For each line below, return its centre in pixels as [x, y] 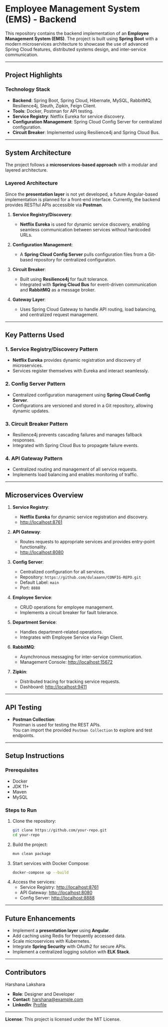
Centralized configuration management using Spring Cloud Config [81, 395]
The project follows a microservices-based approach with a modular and [81, 165]
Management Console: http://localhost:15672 [66, 662]
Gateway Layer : [29, 300]
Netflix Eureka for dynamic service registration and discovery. [84, 517]
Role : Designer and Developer [43, 994]
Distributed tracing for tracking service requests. [70, 682]
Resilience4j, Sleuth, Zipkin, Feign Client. [54, 105]
